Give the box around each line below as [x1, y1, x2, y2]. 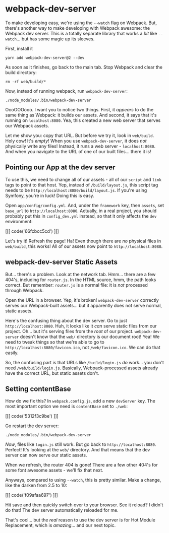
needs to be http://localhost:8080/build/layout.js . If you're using [5, 187, 147, 193]
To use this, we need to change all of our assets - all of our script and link [5, 176, 162, 182]
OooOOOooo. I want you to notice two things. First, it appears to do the [5, 106, 154, 112]
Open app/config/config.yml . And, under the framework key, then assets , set [5, 202, 164, 208]
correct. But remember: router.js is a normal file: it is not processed [5, 282, 148, 288]
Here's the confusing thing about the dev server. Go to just [5, 317, 127, 323]
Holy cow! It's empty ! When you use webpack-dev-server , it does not [5, 138, 147, 144]
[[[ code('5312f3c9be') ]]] [5, 413, 59, 419]
